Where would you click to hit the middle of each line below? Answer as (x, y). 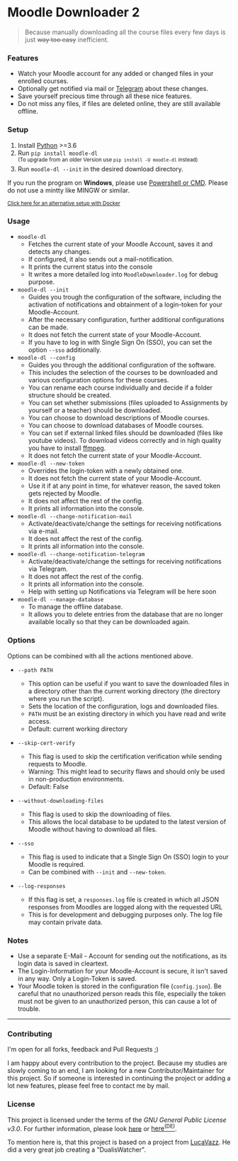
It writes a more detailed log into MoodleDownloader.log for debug (123, 274)
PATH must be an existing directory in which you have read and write (127, 713)
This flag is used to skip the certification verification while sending (125, 756)
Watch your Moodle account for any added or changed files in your (115, 74)
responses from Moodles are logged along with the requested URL (125, 906)
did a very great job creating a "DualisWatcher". (77, 1150)
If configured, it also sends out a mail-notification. (101, 260)
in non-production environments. (76, 779)
